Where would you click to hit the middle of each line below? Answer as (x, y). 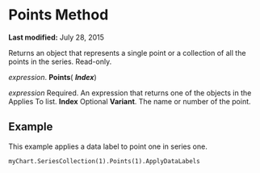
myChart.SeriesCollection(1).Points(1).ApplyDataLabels (104, 161)
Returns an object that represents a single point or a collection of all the (127, 53)
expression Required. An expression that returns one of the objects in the (130, 93)
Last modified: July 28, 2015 (57, 37)
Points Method (59, 15)
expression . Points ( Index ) (52, 77)
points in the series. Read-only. (60, 61)
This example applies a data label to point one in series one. (108, 146)
